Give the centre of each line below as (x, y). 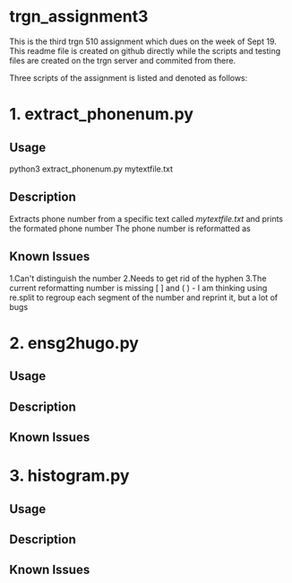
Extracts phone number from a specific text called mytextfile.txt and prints (146, 218)
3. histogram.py (69, 476)
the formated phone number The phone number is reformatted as (130, 228)
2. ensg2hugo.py (74, 343)
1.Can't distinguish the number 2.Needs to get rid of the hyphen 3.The (138, 278)
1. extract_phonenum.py (102, 115)
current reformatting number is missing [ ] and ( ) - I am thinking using (138, 287)
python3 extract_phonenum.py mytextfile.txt (91, 169)
